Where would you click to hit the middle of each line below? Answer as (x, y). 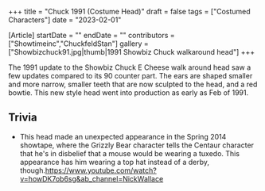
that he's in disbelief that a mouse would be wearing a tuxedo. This (130, 153)
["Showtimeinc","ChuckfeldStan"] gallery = (78, 44)
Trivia (23, 118)
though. (33, 170)
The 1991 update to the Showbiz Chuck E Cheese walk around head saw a (130, 67)
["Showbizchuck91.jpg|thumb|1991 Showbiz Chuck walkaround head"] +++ (132, 52)
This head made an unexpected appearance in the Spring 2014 (123, 136)
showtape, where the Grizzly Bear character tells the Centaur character (137, 145)
